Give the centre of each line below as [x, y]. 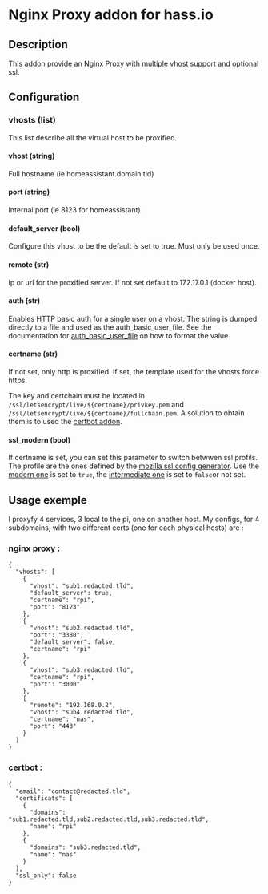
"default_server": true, [71, 593]
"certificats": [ [44, 798]
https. [18, 380]
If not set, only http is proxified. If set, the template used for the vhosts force [134, 371]
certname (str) [33, 354]
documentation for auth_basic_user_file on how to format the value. [119, 335]
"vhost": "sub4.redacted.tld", [82, 712]
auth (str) [24, 301]
